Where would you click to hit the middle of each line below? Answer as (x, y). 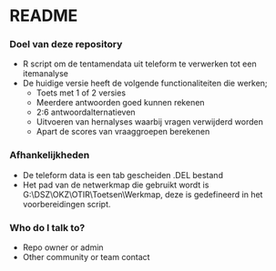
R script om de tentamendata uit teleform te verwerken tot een (139, 64)
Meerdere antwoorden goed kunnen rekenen (120, 103)
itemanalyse (45, 74)
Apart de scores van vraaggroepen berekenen (123, 132)
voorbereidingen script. (66, 204)
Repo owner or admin (63, 247)
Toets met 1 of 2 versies (81, 93)
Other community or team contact (86, 257)
